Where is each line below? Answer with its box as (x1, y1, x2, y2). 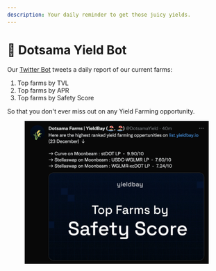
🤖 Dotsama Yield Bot (7, 42, 127, 58)
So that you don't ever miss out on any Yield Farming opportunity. (7, 107, 195, 115)
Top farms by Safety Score (17, 93, 94, 102)
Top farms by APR (17, 86, 69, 94)
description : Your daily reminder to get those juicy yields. (7, 11, 191, 18)
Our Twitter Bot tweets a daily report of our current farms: (7, 65, 172, 73)
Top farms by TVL (17, 79, 69, 87)
